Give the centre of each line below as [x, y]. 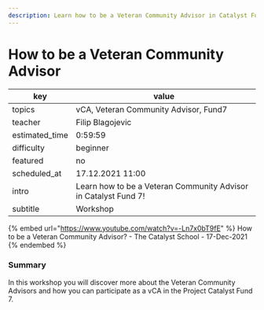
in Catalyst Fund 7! [110, 196]
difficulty [29, 148]
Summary [27, 265]
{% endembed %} [37, 245]
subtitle [26, 209]
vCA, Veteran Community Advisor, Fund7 [152, 109]
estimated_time [40, 135]
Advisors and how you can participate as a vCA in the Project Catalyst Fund [130, 290]
